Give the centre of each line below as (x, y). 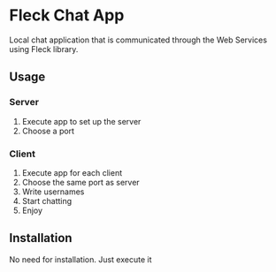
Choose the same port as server (80, 182)
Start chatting (47, 200)
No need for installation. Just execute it (80, 259)
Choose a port (48, 131)
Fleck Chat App (67, 15)
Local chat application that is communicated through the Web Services (138, 40)
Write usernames (53, 192)
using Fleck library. (44, 49)
